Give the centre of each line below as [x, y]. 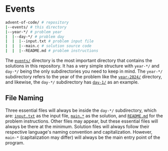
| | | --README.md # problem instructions [52, 51]
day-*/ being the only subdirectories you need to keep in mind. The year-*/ [84, 71]
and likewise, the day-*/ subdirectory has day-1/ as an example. [72, 82]
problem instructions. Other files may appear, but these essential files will [82, 121]
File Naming [25, 98]
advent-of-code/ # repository [37, 22]
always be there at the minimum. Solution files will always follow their [77, 126]
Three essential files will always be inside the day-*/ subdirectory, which [81, 110]
